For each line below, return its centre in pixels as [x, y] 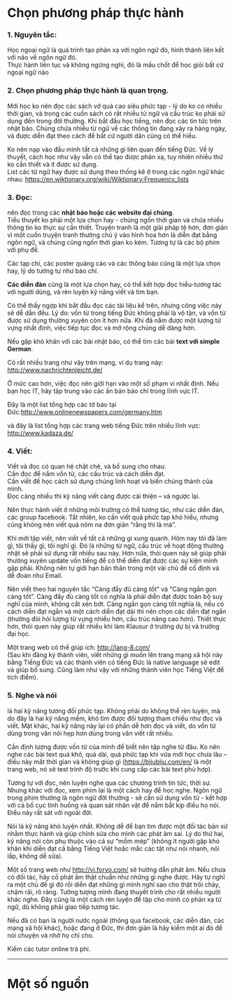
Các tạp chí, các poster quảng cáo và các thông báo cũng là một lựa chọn [114, 264]
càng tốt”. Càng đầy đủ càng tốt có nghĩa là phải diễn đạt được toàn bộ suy [115, 597]
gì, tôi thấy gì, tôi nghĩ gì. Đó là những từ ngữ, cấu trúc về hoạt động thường [115, 546]
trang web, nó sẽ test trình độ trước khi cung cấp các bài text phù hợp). [110, 769]
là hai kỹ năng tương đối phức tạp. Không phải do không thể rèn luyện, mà [114, 710]
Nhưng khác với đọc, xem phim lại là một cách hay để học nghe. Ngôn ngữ [115, 790]
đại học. [19, 634]
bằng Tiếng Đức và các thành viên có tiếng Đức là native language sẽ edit [114, 662]
